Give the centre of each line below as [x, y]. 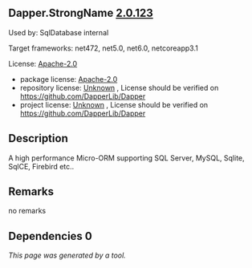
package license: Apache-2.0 [69, 79]
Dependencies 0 [50, 236]
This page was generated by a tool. [67, 255]
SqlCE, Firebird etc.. [41, 166]
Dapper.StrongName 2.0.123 [81, 13]
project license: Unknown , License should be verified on [114, 104]
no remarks [27, 211]
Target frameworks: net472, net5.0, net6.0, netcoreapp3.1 [103, 48]
